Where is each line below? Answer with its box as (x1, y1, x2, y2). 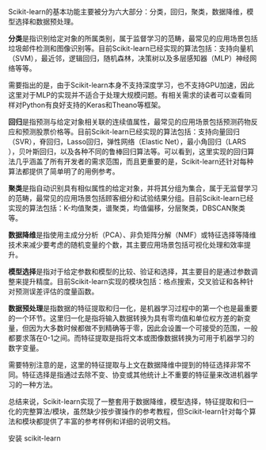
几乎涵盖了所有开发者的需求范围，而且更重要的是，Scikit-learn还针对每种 (14, 157, 254, 166)
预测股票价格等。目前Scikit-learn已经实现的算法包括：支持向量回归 (21, 127, 240, 137)
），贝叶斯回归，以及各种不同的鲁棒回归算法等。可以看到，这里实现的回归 (8, 147, 248, 156)
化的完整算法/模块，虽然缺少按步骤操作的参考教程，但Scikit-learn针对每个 (8, 407, 249, 416)
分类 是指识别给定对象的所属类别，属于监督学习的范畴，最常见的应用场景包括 (8, 34, 258, 43)
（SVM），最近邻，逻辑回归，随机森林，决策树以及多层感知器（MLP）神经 (8, 54, 250, 63)
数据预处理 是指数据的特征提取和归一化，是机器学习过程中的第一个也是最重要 (8, 304, 258, 313)
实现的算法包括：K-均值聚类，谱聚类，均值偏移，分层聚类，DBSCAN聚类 (8, 203, 245, 213)
